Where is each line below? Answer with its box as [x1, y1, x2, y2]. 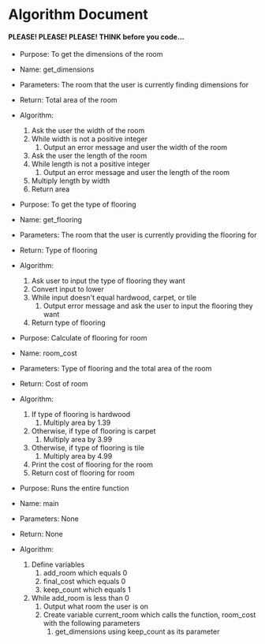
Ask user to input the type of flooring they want [31, 276, 185, 285]
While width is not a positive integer [31, 134, 148, 143]
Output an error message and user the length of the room [43, 168, 230, 177]
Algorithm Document [8, 6, 148, 24]
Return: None [19, 530, 63, 539]
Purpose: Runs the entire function [19, 483, 129, 493]
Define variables [31, 560, 85, 569]
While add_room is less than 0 [31, 594, 130, 603]
